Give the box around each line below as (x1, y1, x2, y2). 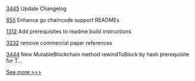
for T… (6, 57, 23, 64)
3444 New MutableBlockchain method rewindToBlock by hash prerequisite (6, 51, 190, 58)
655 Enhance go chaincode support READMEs (6, 17, 120, 23)
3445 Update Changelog (6, 5, 67, 12)
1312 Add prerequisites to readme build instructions (6, 28, 132, 35)
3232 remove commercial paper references (6, 40, 113, 46)
